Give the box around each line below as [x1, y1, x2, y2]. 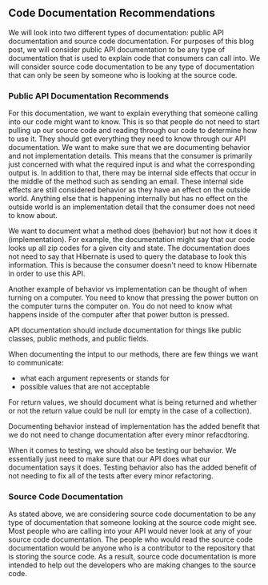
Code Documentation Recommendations [8, 6, 216, 20]
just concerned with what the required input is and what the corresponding [8, 159, 255, 169]
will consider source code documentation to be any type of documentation [8, 62, 254, 71]
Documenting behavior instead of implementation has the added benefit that [8, 422, 260, 431]
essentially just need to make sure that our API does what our [8, 454, 210, 464]
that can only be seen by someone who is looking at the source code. [8, 70, 238, 79]
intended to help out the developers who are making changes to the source [8, 560, 256, 570]
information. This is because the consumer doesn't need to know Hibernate [8, 260, 258, 270]
